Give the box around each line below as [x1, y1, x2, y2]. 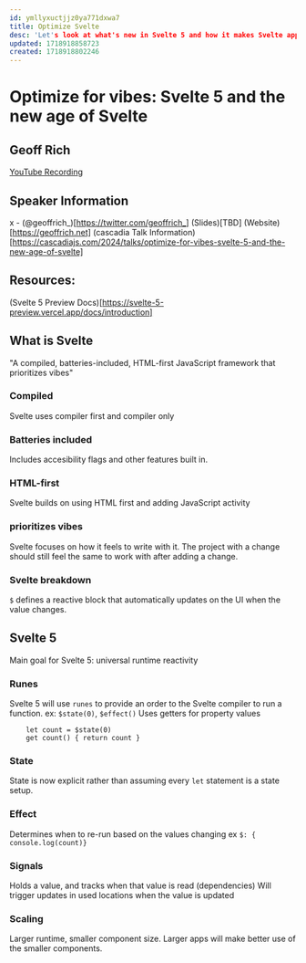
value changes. [9, 604, 67, 615]
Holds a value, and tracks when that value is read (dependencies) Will [9, 880, 271, 891]
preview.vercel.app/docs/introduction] [9, 307, 153, 318]
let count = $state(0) [25, 726, 112, 735]
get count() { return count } [25, 734, 141, 743]
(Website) [243, 216, 280, 228]
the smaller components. [9, 943, 103, 954]
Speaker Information [9, 193, 129, 208]
